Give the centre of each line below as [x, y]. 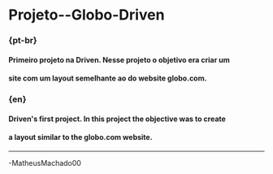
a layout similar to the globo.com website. [80, 137]
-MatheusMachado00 [45, 163]
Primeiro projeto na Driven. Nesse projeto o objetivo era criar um [119, 59]
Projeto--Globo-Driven [87, 15]
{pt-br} [23, 41]
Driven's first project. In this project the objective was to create [117, 119]
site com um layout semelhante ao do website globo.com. [108, 78]
